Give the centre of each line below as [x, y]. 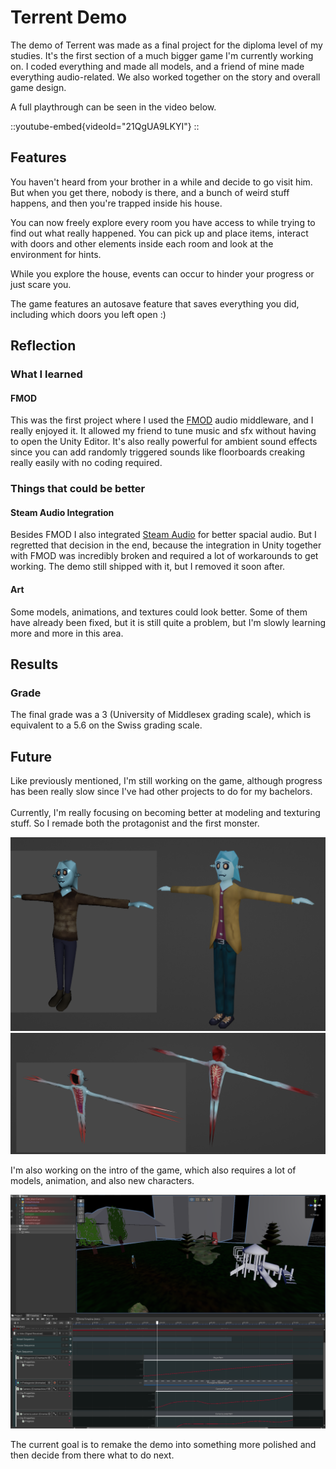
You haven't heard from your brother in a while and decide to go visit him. [161, 182]
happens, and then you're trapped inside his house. [116, 203]
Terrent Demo [69, 17]
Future [31, 756]
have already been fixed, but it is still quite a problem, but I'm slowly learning [168, 622]
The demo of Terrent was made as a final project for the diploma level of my [166, 45]
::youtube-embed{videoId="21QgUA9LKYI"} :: [105, 126]
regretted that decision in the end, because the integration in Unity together [166, 545]
